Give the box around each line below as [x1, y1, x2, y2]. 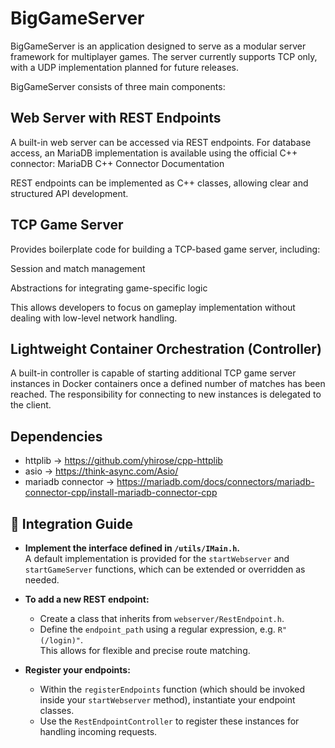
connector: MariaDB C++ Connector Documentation [10, 157, 225, 169]
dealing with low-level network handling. [10, 312, 178, 324]
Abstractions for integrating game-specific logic [10, 282, 208, 294]
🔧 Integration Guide [10, 515, 134, 532]
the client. [10, 399, 52, 411]
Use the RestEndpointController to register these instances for [39, 715, 300, 727]
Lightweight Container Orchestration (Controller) [10, 340, 322, 357]
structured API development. [10, 187, 129, 199]
